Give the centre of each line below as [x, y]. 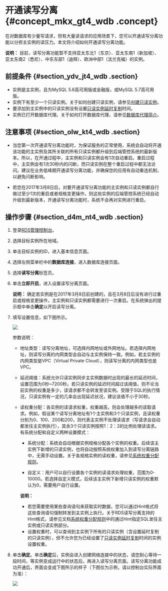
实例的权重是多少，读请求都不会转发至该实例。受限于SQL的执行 [90, 390]
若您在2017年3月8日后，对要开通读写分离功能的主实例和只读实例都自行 [86, 187]
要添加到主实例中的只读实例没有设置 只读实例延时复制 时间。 [74, 108]
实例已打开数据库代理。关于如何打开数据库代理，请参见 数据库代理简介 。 [87, 115]
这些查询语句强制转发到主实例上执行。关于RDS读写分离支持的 [91, 513]
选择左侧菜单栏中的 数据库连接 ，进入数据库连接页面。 [67, 262]
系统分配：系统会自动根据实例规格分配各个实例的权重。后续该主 [93, 443]
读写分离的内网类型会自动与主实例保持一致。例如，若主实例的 [97, 354]
